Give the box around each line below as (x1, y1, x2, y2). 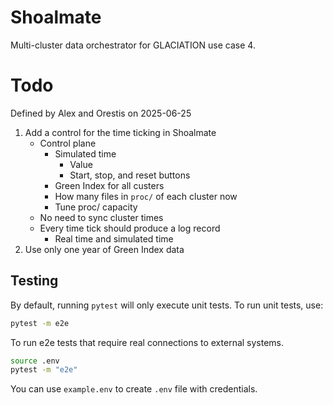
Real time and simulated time (54, 232, 174, 245)
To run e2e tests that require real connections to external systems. (10, 336, 285, 348)
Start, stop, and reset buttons (69, 169, 191, 181)
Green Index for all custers (54, 179, 165, 191)
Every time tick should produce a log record (39, 222, 221, 234)
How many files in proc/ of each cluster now (54, 190, 238, 202)
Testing (10, 272, 59, 290)
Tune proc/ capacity (54, 201, 138, 213)
